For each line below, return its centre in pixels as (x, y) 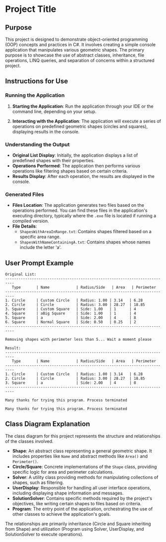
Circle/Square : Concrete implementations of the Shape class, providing (84, 467)
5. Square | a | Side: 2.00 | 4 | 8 (71, 318)
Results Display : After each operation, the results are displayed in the (83, 176)
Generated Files (25, 194)
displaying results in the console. (46, 131)
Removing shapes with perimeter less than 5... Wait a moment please (79, 340)
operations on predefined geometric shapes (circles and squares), (80, 126)
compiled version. (30, 221)
